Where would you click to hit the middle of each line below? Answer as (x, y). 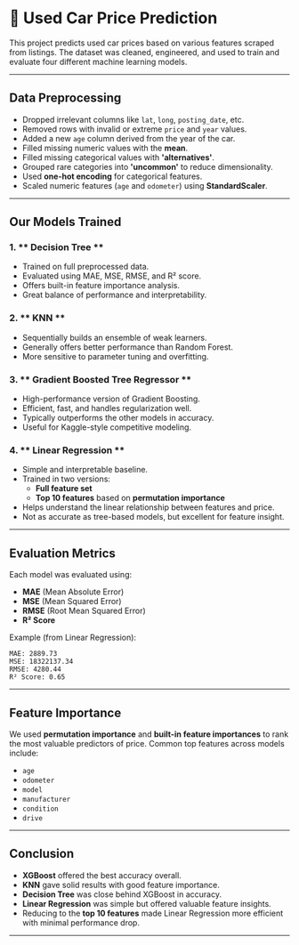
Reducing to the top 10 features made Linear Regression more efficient (153, 913)
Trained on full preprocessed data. (85, 267)
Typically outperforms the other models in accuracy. (118, 418)
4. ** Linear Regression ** (67, 450)
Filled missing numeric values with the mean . (105, 148)
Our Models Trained (65, 222)
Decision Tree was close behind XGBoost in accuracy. (122, 894)
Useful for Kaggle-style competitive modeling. (107, 427)
